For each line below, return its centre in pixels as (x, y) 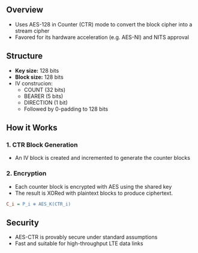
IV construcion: (34, 83)
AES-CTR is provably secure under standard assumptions (86, 237)
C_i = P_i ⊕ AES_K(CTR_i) (38, 204)
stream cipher (32, 31)
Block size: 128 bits (39, 77)
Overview (25, 10)
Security (22, 223)
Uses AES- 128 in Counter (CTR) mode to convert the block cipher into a (103, 24)
